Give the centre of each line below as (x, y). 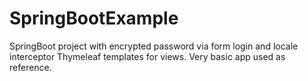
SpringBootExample (94, 18)
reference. (30, 67)
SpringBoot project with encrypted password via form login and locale (154, 46)
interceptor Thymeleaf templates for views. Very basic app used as (147, 56)
